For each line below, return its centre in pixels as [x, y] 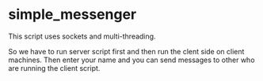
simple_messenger [72, 15]
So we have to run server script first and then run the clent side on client [126, 51]
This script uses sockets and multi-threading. [82, 36]
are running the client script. [54, 68]
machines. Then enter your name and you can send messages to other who [131, 60]
